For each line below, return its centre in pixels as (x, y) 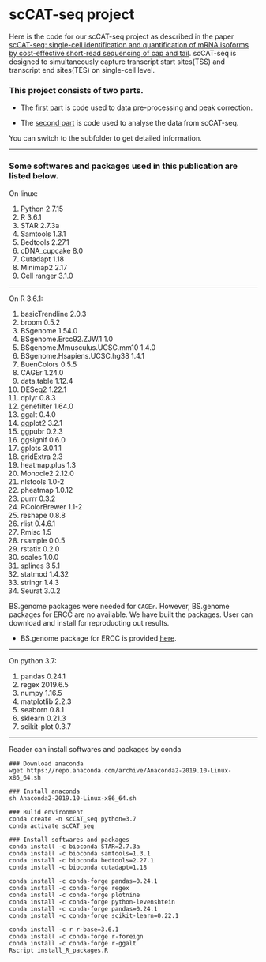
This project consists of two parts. (77, 90)
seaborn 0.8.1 (42, 709)
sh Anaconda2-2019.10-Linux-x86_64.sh (73, 798)
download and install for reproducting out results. (89, 622)
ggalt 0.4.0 (38, 414)
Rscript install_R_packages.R (59, 950)
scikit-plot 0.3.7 (46, 726)
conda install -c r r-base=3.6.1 (64, 930)
